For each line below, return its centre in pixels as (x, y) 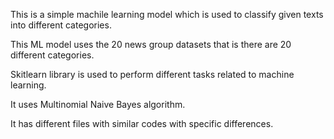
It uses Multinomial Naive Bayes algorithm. (98, 104)
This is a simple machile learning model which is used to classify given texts (167, 14)
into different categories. (61, 25)
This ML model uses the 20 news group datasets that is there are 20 (151, 44)
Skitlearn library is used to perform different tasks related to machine (152, 74)
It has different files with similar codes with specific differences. (142, 123)
